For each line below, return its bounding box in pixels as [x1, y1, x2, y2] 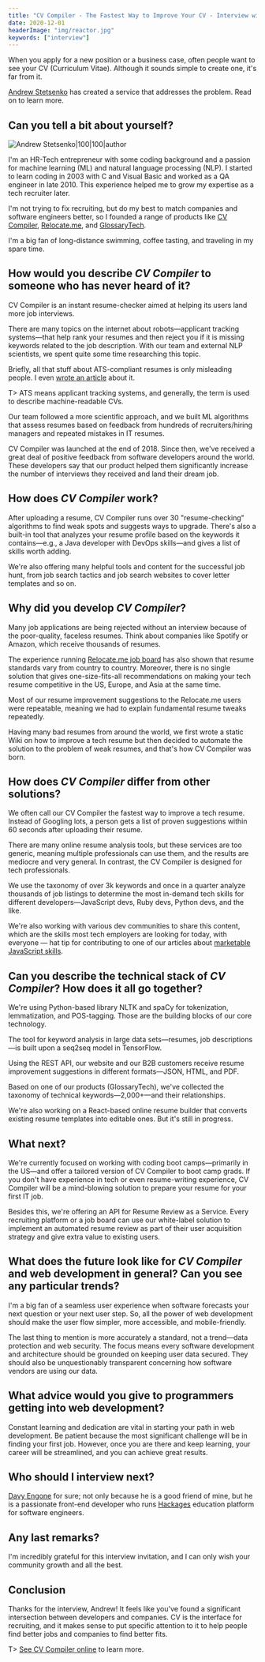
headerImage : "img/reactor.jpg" [8, 26, 114, 34]
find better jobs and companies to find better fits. [8, 1630, 168, 1638]
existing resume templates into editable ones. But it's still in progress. [8, 1114, 233, 1124]
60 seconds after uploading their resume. [8, 825, 144, 835]
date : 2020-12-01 [8, 19, 65, 27]
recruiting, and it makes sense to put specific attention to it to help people [8, 1621, 248, 1630]
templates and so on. [8, 578, 77, 588]
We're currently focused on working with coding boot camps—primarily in [8, 1157, 248, 1167]
